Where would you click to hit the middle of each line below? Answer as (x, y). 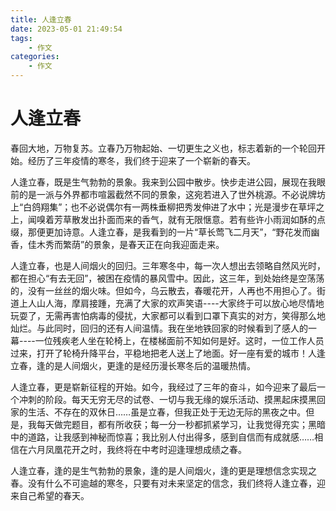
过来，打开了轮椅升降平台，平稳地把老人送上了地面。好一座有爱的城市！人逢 (168, 353)
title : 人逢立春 (41, 19)
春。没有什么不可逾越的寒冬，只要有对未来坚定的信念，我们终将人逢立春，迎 (168, 483)
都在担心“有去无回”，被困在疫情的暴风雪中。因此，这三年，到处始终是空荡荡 (167, 278)
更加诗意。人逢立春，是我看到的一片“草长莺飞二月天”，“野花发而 (178, 232)
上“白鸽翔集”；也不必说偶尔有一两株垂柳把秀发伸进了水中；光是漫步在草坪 (163, 207)
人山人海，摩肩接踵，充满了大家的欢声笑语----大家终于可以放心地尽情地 (176, 303)
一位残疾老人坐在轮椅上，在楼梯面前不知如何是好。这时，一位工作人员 (179, 340)
